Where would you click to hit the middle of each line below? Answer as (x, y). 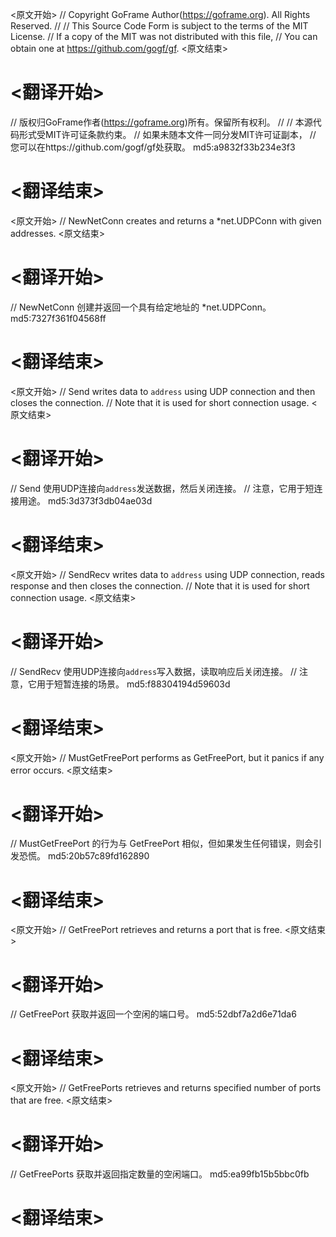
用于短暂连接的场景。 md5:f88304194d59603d (133, 684)
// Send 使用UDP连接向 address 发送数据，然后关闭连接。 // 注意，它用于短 (162, 488)
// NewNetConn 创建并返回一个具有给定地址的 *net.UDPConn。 (141, 307)
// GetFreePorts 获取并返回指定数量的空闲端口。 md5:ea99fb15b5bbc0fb (160, 1174)
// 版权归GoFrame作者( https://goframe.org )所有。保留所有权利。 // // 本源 (161, 122)
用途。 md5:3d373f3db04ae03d (85, 500)
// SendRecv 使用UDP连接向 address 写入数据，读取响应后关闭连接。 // (154, 671)
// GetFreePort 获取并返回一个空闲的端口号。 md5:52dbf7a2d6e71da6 (153, 1014)
